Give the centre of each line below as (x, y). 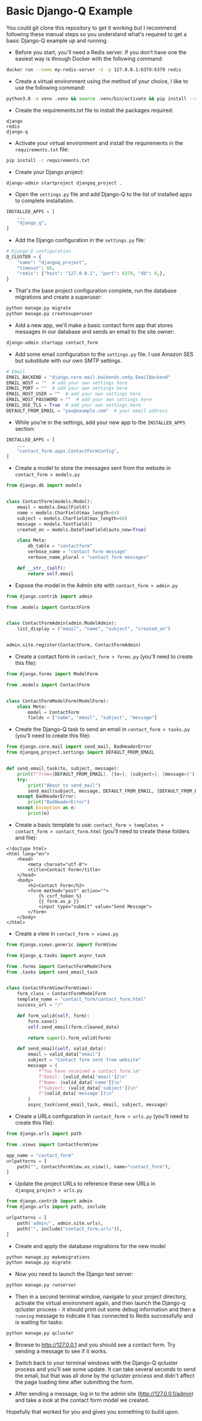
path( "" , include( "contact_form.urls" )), (69, 1229)
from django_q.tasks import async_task (56, 955)
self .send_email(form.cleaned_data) (74, 1027)
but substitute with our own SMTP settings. (68, 360)
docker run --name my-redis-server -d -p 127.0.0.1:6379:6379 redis (94, 70)
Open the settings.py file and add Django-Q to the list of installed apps (103, 195)
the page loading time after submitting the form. (74, 1382)
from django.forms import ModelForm (52, 674)
